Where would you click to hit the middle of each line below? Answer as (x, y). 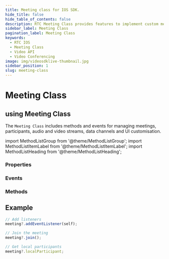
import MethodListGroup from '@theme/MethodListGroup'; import (73, 141)
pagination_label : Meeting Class (40, 33)
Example (19, 208)
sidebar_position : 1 (27, 66)
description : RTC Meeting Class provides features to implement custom (82, 24)
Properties (18, 165)
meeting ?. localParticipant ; (35, 251)
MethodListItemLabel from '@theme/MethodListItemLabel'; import (74, 146)
